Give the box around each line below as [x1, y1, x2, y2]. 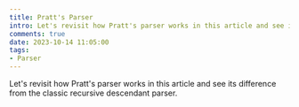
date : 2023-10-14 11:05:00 [9, 37, 109, 47]
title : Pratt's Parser [9, 12, 93, 22]
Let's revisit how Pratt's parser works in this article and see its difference [9, 79, 277, 88]
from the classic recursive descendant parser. [9, 88, 178, 98]
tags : [9, 46, 29, 55]
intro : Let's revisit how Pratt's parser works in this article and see [9, 21, 285, 30]
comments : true [9, 29, 66, 38]
